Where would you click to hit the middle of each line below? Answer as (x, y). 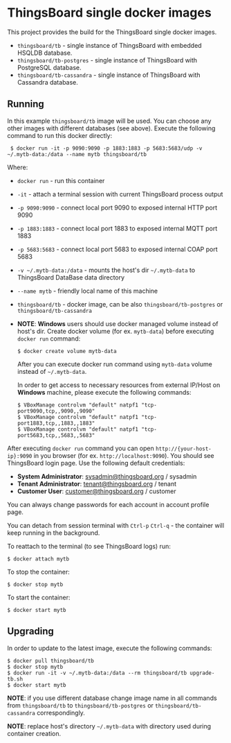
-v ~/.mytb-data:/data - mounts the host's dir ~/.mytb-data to (106, 270)
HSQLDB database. (45, 53)
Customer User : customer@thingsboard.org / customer (96, 491)
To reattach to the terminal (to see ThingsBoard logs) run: (89, 546)
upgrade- (202, 673)
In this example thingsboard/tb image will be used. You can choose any (109, 121)
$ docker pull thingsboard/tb (51, 660)
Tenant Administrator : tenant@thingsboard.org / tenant (97, 484)
